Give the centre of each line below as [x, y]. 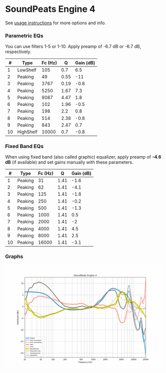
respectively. [18, 52]
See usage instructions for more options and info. [56, 23]
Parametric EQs [24, 36]
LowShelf [27, 70]
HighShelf [27, 132]
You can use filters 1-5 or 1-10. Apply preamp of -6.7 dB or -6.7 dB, [73, 47]
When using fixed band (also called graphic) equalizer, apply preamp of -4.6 [83, 157]
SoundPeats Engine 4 [50, 9]
